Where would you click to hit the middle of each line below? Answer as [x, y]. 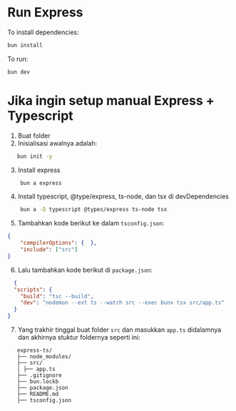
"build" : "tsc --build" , [57, 296]
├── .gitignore [39, 375]
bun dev [19, 72]
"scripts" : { [33, 290]
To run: [18, 59]
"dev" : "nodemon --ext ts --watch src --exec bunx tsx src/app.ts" [122, 303]
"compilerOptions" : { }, [59, 243]
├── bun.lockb [38, 382]
